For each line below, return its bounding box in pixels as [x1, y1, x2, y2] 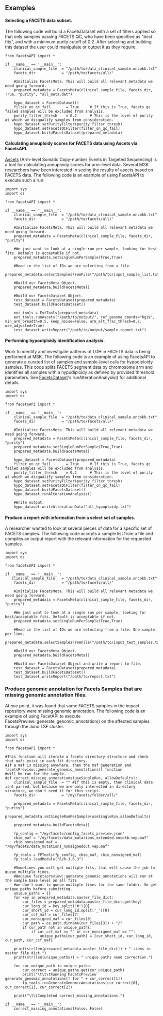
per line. [5, 632, 25, 637]
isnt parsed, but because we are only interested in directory [5, 784, 136, 789]
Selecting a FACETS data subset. [5, 17, 73, 23]
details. [5, 380, 20, 385]
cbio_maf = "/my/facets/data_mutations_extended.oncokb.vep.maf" [14, 835, 149, 840]
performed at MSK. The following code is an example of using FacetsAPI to [5, 354, 155, 359]
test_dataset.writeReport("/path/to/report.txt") [14, 674, 116, 679]
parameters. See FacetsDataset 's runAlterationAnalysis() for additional [5, 375, 147, 380]
